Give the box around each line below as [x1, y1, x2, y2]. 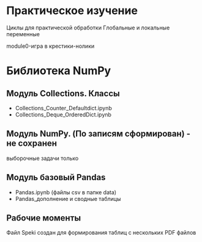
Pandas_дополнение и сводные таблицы [15, 195, 121, 202]
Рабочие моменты [6, 213, 81, 223]
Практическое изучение [6, 4, 138, 18]
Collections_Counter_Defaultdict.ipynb [15, 104, 112, 112]
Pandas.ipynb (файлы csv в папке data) [15, 188, 117, 196]
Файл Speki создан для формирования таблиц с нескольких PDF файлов [6, 229, 196, 236]
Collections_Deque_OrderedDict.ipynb [15, 111, 112, 118]
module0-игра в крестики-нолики [6, 42, 95, 50]
